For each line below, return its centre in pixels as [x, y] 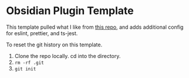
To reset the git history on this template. [54, 45]
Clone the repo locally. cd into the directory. [67, 56]
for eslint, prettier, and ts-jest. [42, 33]
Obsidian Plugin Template [70, 11]
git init [25, 69]
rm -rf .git [29, 63]
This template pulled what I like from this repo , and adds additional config [95, 27]
